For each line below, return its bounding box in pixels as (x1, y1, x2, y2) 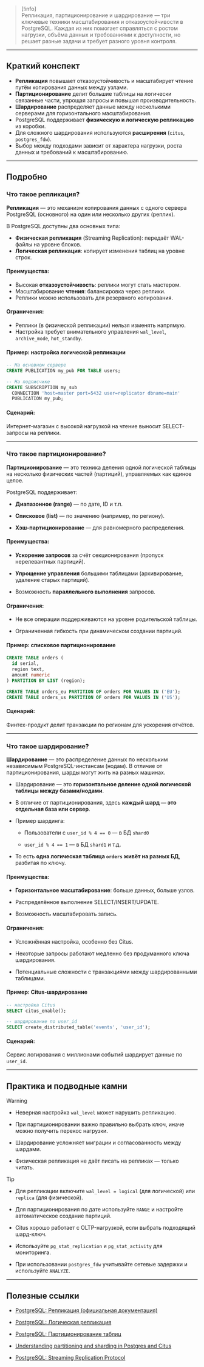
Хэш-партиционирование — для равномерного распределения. (15, 524, 185, 531)
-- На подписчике (6, 378, 50, 385)
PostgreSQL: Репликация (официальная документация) (15, 1307, 158, 1314)
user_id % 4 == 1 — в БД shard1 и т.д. (24, 841, 121, 849)
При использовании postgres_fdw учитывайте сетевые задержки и (15, 1261, 188, 1268)
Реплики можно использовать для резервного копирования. (15, 294, 174, 301)
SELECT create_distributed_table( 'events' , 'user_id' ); (6, 1024, 151, 1030)
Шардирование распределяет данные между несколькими (15, 103, 171, 110)
